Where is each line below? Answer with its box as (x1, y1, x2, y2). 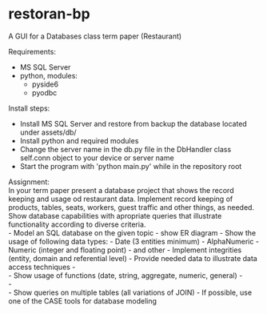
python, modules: (19, 70, 78, 80)
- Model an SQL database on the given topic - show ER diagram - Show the (8, 227, 257, 237)
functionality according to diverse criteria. (8, 219, 146, 229)
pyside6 (31, 79, 58, 89)
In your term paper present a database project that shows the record (8, 185, 234, 195)
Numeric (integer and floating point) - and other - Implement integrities (8, 245, 242, 255)
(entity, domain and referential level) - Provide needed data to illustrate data (8, 253, 257, 263)
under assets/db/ (19, 127, 78, 137)
